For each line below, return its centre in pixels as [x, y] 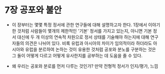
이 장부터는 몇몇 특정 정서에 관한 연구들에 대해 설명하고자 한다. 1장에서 [79, 25]
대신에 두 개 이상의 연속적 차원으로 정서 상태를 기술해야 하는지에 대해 [83, 37]
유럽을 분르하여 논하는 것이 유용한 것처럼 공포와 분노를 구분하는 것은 [91, 49]
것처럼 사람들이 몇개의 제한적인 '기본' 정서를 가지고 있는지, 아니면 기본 [84, 31]
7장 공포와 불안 [33, 10]
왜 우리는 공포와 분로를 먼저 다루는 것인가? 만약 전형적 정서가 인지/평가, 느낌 [85, 66]
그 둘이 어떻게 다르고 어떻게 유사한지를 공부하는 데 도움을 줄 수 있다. [77, 55]
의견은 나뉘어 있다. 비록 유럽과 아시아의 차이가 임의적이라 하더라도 [88, 43]
